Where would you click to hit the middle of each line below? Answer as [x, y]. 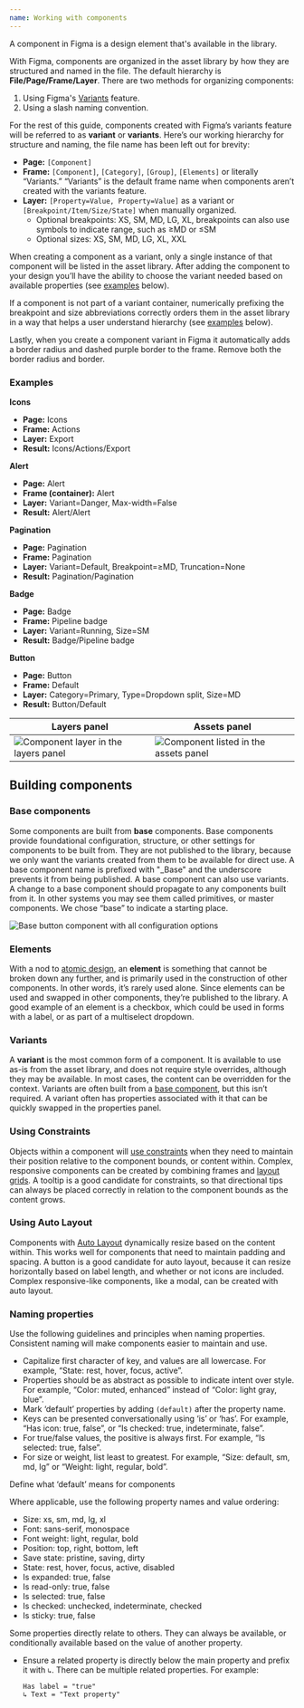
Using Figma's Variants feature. [81, 98]
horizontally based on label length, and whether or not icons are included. [147, 1271]
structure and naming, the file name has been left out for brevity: [130, 144]
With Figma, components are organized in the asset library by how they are [149, 61]
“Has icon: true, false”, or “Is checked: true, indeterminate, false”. [143, 1428]
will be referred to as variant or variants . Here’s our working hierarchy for [147, 134]
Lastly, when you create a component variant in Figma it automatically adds [150, 340]
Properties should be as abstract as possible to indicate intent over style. [158, 1380]
